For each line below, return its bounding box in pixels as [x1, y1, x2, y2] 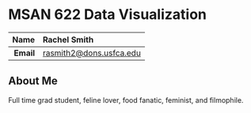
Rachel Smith [42, 34, 94, 45]
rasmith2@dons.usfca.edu [42, 47, 141, 58]
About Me [8, 74, 58, 88]
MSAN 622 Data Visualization [8, 6, 207, 24]
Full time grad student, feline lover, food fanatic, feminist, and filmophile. [8, 95, 244, 104]
